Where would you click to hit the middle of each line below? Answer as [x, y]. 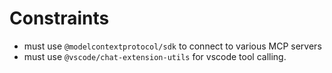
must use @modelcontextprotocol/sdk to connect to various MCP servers [172, 46]
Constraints [59, 18]
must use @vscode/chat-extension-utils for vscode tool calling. [155, 56]
